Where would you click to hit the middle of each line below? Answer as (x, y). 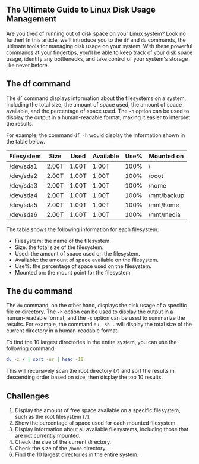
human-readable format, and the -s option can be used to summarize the (96, 318)
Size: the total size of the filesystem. (59, 247)
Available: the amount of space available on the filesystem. (87, 260)
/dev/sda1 (23, 166)
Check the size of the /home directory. (61, 449)
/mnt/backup (166, 195)
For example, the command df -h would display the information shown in (96, 135)
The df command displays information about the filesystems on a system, (96, 98)
